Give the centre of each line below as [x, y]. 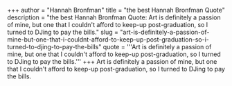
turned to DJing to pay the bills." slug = [63, 32]
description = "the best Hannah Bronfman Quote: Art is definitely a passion [114, 17]
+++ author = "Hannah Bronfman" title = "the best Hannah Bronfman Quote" [116, 10]
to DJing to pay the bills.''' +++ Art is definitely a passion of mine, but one [112, 61]
